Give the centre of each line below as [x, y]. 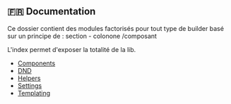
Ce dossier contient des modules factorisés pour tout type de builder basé [116, 28]
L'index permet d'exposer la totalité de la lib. [72, 49]
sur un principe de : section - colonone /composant [82, 36]
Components [36, 63]
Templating [34, 93]
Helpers [29, 78]
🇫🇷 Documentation [52, 12]
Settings [30, 85]
